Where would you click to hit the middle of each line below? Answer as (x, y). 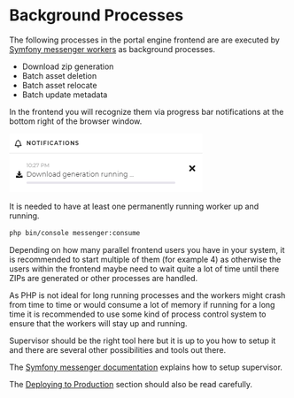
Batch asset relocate (59, 85)
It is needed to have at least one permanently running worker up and (134, 206)
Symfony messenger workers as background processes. (112, 49)
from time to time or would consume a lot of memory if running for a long (142, 304)
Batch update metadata (65, 95)
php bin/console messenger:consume (75, 233)
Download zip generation (68, 66)
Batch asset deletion (59, 75)
